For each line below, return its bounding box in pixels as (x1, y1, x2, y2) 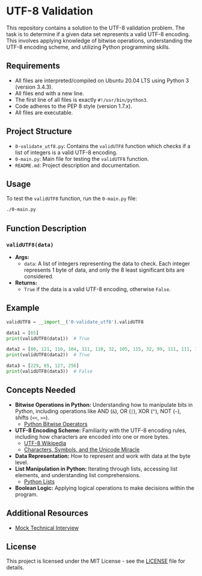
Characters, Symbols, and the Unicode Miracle (23, 446, 140, 453)
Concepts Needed (6, 385, 76, 395)
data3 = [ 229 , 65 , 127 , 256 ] (6, 363, 79, 369)
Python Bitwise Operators (23, 420, 88, 427)
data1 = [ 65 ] (6, 330, 39, 336)
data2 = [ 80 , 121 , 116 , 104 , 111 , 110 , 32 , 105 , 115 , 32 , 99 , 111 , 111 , (6, 346, 192, 352)
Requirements (6, 61, 60, 71)
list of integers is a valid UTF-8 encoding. (14, 149, 118, 156)
